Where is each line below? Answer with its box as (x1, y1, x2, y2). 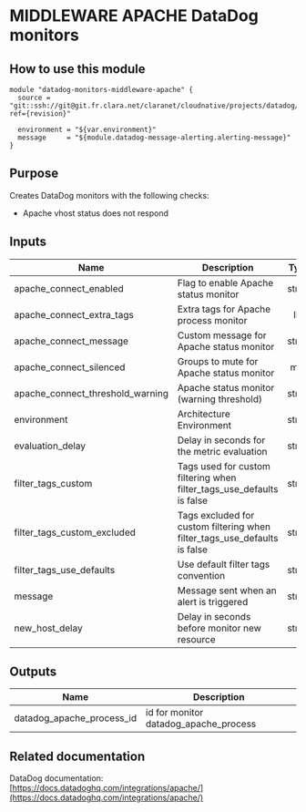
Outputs (9, 664, 57, 680)
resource (177, 632, 216, 645)
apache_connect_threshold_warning (14, 386, 168, 399)
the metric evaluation (177, 445, 268, 457)
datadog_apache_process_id (14, 712, 138, 725)
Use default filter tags (177, 558, 270, 570)
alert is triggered (177, 595, 249, 608)
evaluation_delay (14, 439, 87, 452)
